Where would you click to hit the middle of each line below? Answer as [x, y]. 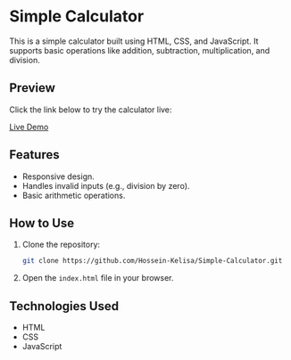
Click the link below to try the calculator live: [91, 110]
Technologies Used [64, 306]
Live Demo [29, 127]
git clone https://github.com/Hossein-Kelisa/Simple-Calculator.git [152, 261]
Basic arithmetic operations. [74, 195]
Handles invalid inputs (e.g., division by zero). [106, 185]
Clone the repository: [61, 245]
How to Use [42, 223]
